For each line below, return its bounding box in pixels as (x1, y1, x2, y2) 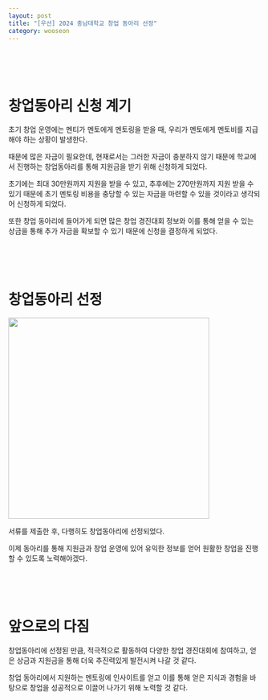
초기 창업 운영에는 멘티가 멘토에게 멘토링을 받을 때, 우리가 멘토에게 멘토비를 (8, 125, 244, 134)
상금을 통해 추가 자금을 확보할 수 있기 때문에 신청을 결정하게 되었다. (8, 226, 218, 236)
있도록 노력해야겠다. (25, 554, 88, 563)
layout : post (8, 11, 52, 20)
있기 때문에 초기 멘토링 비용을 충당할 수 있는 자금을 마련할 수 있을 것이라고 (8, 189, 239, 199)
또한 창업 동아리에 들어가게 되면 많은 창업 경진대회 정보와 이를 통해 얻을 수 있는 (8, 216, 254, 226)
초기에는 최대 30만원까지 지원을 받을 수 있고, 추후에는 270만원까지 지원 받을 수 (8, 179, 254, 189)
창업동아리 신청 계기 (8, 97, 132, 115)
